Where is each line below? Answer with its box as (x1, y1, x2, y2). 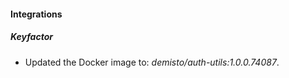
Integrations (10, 8, 63, 20)
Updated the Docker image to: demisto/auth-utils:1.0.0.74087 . (24, 56, 280, 68)
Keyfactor (10, 31, 53, 43)
